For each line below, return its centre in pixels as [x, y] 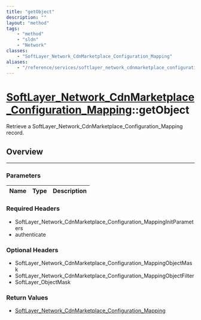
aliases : [17, 62]
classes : [17, 51]
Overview [25, 151]
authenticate [30, 234]
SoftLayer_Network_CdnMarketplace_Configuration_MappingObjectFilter [104, 276]
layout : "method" [28, 23]
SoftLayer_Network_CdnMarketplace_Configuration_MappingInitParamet [104, 222]
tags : [13, 28]
